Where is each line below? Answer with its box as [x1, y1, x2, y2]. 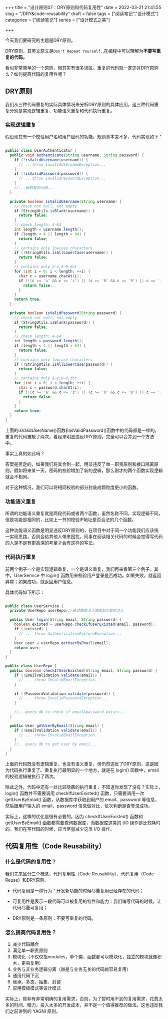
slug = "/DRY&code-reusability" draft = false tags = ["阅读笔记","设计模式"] [5, 11, 159, 17]
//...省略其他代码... [14, 185, 55, 190]
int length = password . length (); [14, 339, 84, 344]
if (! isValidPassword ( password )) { [14, 171, 88, 176]
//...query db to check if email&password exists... [14, 709, 126, 715]
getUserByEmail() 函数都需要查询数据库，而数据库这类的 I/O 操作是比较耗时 [5, 820, 161, 826]
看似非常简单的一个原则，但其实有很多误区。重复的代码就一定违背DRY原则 [5, 65, 159, 71]
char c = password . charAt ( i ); [18, 385, 81, 390]
